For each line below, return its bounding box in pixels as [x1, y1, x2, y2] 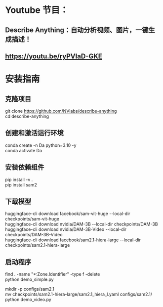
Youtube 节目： [5, 4, 69, 16]
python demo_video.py [5, 297, 52, 303]
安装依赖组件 [5, 163, 44, 172]
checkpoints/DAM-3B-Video [5, 232, 63, 238]
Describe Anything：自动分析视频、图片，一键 [5, 26, 149, 34]
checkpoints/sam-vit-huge [5, 216, 59, 222]
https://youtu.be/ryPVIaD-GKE [5, 52, 102, 60]
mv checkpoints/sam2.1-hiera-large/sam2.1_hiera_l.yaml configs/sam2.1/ [5, 291, 152, 297]
